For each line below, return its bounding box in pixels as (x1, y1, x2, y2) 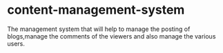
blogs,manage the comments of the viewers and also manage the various (7, 32, 216, 40)
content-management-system (7, 2, 185, 18)
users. (7, 39, 26, 47)
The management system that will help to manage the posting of (7, 25, 191, 33)
